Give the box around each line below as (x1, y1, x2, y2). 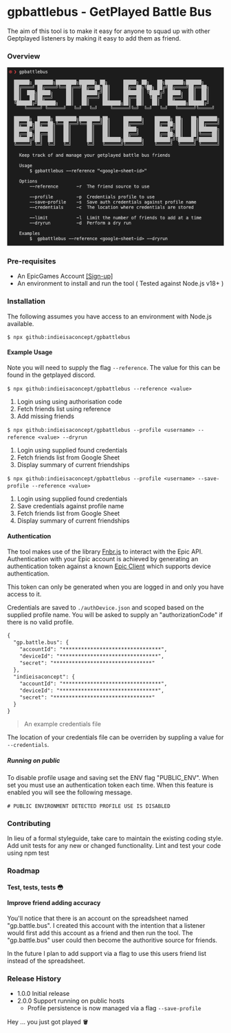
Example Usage (7, 348, 53, 356)
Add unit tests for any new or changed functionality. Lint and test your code (7, 842, 221, 850)
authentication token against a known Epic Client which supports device (7, 562, 211, 571)
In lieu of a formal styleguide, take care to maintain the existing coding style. (7, 834, 223, 842)
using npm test (7, 849, 49, 857)
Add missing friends (16, 412, 74, 420)
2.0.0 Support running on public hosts (16, 997, 125, 1005)
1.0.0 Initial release (16, 990, 70, 998)
